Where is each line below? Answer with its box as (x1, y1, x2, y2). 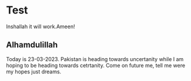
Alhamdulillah (6, 40, 58, 50)
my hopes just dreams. (6, 68, 62, 75)
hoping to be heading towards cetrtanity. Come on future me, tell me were (6, 62, 186, 69)
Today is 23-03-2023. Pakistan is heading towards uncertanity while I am (6, 55, 184, 62)
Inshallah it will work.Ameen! (6, 23, 75, 30)
